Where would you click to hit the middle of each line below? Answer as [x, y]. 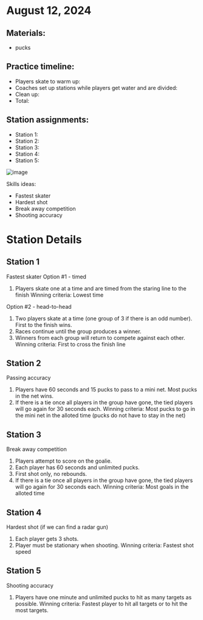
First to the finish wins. [43, 325]
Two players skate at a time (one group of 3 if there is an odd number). [104, 318]
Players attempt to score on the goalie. [64, 461]
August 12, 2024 [49, 11]
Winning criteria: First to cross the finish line [70, 344]
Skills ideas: [21, 184]
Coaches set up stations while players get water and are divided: [96, 88]
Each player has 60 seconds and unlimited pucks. [77, 467]
